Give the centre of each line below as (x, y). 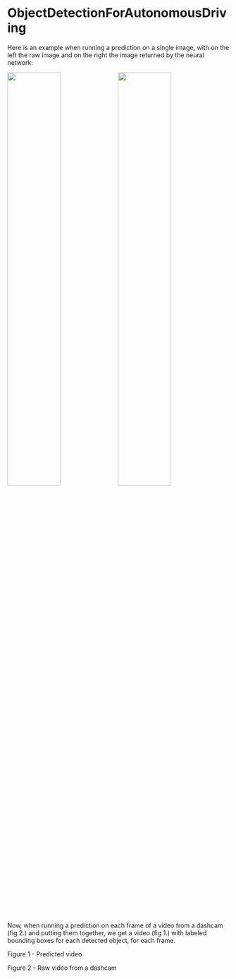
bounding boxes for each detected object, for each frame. (92, 940)
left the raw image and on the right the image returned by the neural (106, 55)
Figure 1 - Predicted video (45, 954)
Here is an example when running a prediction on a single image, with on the (118, 47)
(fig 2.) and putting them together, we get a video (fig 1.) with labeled (107, 932)
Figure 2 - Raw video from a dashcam (62, 968)
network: (20, 62)
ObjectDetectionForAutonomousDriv (117, 13)
